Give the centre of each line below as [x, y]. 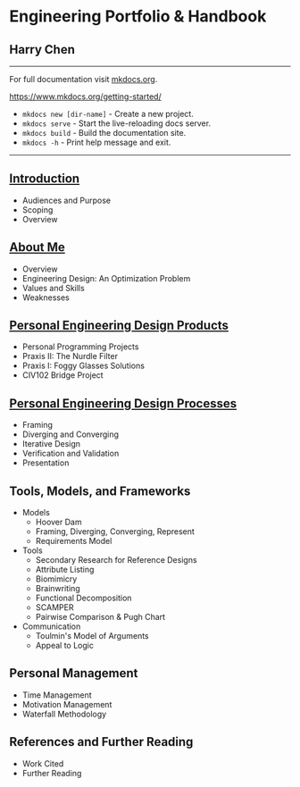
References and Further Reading [101, 742]
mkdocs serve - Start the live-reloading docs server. [117, 123]
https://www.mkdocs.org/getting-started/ [86, 96]
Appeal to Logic [64, 646]
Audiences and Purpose [67, 200]
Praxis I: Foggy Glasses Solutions [83, 366]
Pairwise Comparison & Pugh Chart [100, 617]
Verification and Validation [71, 454]
